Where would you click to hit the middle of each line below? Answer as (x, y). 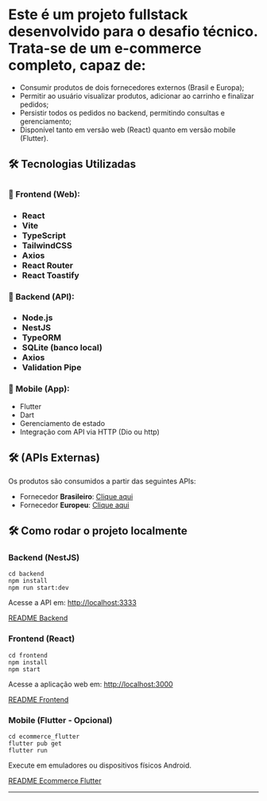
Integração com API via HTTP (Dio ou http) (90, 432)
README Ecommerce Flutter (55, 780)
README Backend (38, 618)
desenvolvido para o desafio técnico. (133, 31)
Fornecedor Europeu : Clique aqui (74, 505)
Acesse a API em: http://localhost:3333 (72, 603)
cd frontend (28, 655)
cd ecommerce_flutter (44, 737)
